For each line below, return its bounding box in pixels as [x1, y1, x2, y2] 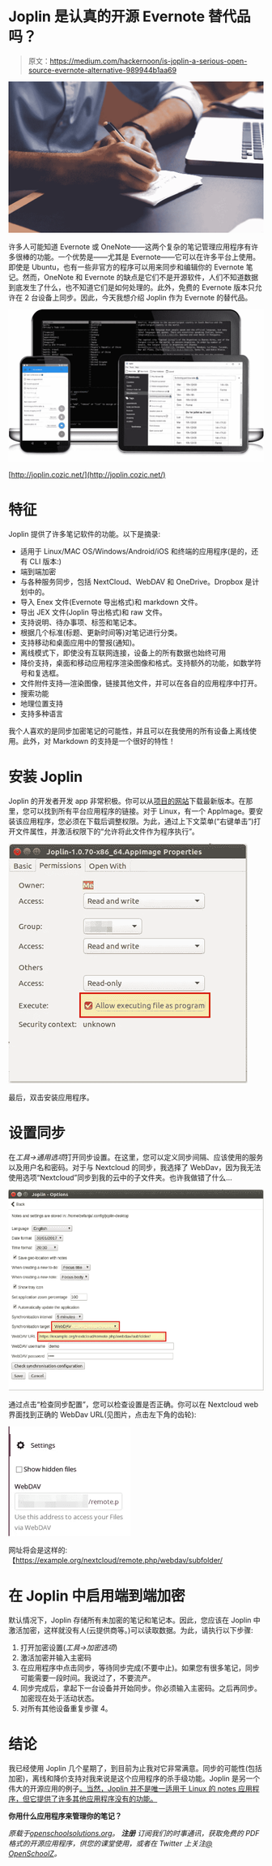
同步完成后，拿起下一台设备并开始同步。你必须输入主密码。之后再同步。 [19, 1683, 261, 1693]
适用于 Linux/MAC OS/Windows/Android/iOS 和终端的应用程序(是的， [19, 546, 252, 556]
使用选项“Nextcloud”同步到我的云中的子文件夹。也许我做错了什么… [8, 1173, 232, 1182]
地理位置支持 [19, 698, 63, 708]
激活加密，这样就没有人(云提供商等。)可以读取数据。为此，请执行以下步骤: [8, 1626, 253, 1635]
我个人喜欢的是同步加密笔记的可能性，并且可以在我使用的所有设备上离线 [8, 726, 249, 736]
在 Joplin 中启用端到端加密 [8, 1587, 186, 1605]
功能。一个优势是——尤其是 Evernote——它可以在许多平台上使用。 [36, 252, 261, 261]
